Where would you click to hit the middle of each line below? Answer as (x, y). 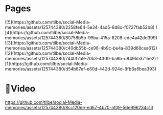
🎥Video (20, 89)
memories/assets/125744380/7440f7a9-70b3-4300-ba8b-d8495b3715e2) (81, 58)
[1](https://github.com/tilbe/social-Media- (47, 64)
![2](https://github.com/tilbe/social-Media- (48, 53)
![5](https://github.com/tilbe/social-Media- (48, 22)
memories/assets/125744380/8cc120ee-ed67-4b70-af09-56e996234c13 (79, 107)
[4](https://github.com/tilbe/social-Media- (47, 32)
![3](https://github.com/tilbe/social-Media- (48, 43)
